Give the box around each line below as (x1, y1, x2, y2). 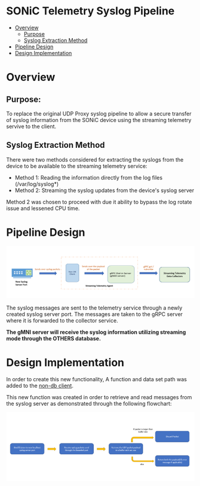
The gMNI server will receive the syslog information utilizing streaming (6, 328, 186, 336)
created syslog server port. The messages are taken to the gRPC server (6, 310, 183, 318)
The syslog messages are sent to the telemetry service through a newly (6, 304, 183, 311)
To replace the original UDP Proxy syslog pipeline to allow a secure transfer (6, 110, 192, 117)
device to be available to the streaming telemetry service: (6, 162, 147, 169)
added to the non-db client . (6, 382, 73, 389)
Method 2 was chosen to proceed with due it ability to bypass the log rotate (6, 198, 192, 205)
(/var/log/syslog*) (14, 180, 59, 187)
